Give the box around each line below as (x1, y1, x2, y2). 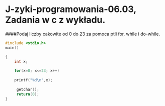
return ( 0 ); (16, 91, 39, 96)
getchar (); (16, 87, 39, 92)
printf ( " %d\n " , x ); (14, 78, 53, 83)
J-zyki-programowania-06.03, (5, 4, 137, 15)
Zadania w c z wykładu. (5, 14, 106, 26)
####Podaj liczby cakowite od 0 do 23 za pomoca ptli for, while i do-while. (5, 31, 160, 37)
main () (5, 45, 19, 50)
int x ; (14, 59, 28, 64)
